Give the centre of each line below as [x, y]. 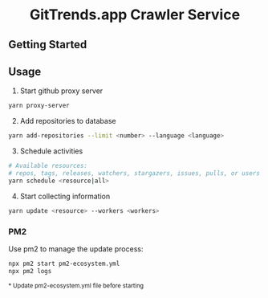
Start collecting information [65, 196]
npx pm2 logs [30, 271]
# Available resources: [48, 166]
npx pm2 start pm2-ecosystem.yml [64, 263]
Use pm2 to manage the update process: [76, 249]
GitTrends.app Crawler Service [135, 15]
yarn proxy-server [39, 106]
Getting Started [48, 45]
